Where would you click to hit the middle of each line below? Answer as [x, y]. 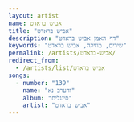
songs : [19, 75]
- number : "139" [43, 83]
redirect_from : [34, 61]
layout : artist [34, 16]
